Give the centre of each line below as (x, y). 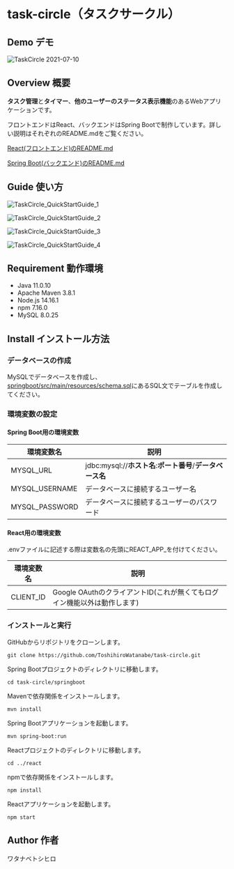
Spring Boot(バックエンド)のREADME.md (66, 163)
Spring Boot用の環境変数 (43, 432)
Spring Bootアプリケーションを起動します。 (70, 723)
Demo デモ (31, 42)
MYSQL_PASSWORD (45, 507)
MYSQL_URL (31, 470)
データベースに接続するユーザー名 (141, 489)
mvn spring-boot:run (37, 736)
